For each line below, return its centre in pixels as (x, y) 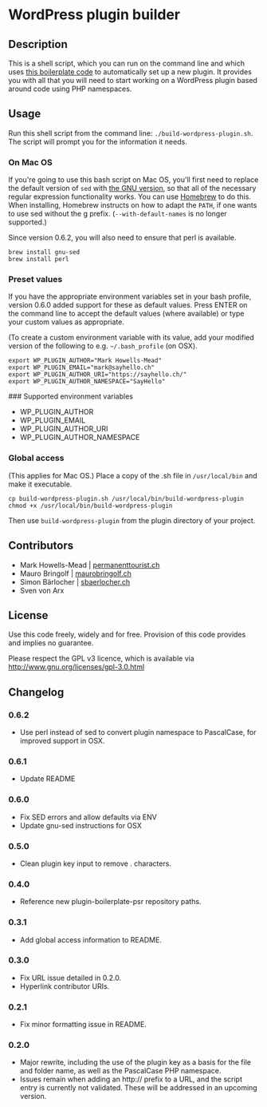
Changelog (36, 692)
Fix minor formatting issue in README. (83, 1025)
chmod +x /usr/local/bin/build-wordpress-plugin (90, 506)
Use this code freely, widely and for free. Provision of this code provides (127, 635)
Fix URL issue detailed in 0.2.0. (71, 978)
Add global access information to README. (90, 939)
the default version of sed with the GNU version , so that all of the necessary (132, 188)
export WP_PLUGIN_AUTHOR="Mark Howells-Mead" (85, 361)
